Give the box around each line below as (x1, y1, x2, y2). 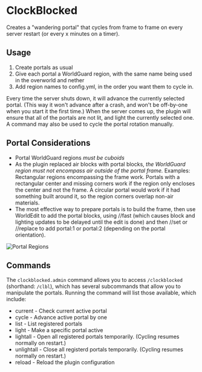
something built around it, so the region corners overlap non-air (15, 192, 174, 200)
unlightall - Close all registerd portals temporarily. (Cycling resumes (15, 346, 183, 353)
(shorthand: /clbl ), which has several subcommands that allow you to (6, 282, 181, 290)
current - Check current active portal (15, 307, 107, 315)
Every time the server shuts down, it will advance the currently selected (6, 94, 185, 102)
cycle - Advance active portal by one (15, 314, 108, 321)
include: (6, 296, 27, 303)
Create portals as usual (15, 64, 73, 71)
